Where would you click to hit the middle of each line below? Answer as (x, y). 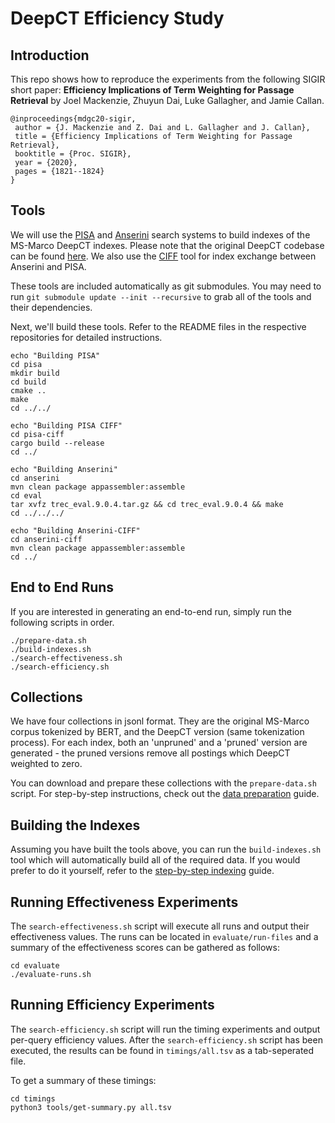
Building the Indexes (75, 825)
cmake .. (28, 390)
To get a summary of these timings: (83, 1080)
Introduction (50, 55)
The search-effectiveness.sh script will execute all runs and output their (160, 926)
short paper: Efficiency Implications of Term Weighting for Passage (152, 90)
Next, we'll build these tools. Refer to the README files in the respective (158, 326)
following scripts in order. (62, 622)
